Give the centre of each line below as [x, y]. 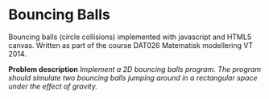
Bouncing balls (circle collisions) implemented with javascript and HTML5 [130, 37]
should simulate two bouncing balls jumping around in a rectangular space [133, 77]
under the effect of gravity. [53, 86]
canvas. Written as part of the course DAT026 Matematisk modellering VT [131, 45]
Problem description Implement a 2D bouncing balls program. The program [135, 69]
